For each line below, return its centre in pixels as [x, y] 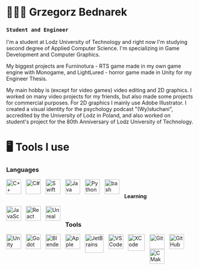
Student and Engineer [37, 30]
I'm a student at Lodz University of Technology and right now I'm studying [97, 42]
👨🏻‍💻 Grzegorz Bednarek [67, 12]
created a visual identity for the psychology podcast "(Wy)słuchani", [90, 109]
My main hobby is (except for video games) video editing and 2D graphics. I [99, 90]
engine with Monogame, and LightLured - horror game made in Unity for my [99, 72]
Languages [23, 170]
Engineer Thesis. [27, 79]
